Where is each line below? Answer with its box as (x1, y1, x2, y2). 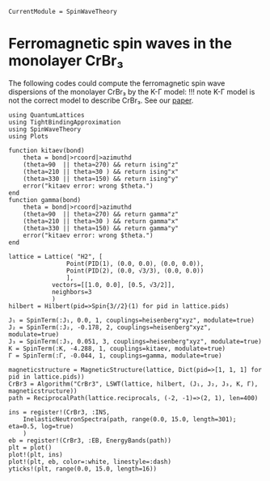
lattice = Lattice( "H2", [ (8, 252, 103, 260)
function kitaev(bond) (8, 146, 85, 154)
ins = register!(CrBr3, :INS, (8, 408, 111, 416)
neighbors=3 (51, 288, 92, 296)
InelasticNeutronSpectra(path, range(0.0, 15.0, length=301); (23, 415, 237, 424)
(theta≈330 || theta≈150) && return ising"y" (23, 175, 179, 183)
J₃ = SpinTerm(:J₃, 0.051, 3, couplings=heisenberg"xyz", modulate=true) (8, 337, 263, 345)
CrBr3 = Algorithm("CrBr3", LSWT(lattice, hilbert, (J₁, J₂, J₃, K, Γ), (8, 380, 259, 388)
